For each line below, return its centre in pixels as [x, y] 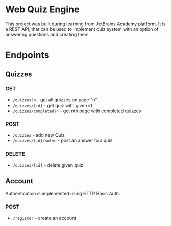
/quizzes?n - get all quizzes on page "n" [55, 100]
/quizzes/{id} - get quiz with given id [52, 105]
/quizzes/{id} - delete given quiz [48, 165]
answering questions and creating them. [48, 34]
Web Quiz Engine [42, 9]
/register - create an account [44, 218]
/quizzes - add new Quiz [39, 135]
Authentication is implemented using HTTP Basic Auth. [63, 194]
